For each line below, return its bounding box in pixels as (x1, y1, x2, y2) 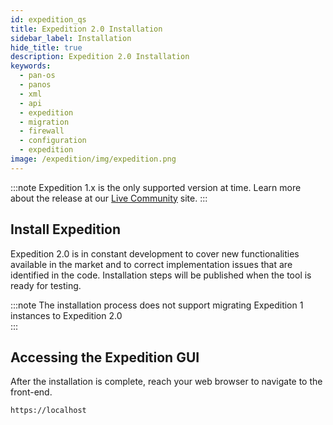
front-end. (10, 386, 53, 398)
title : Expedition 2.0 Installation (10, 24, 163, 34)
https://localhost (10, 406, 87, 416)
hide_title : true (10, 42, 83, 53)
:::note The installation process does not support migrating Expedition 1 (10, 299, 304, 311)
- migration (19, 117, 70, 127)
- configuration (19, 136, 87, 146)
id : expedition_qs (10, 14, 87, 25)
